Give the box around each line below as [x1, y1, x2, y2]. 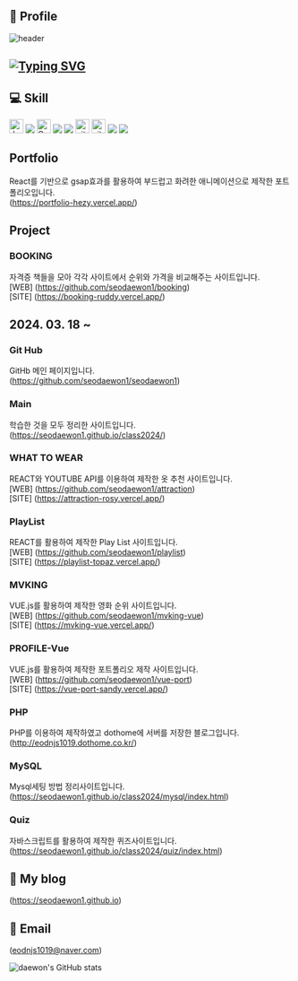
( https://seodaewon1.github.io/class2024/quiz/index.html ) [9, 845, 223, 856]
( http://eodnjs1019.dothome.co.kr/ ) [9, 737, 137, 748]
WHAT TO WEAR [9, 452, 83, 464]
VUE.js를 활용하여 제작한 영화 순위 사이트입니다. [9, 600, 177, 611]
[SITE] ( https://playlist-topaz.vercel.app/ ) [9, 557, 161, 568]
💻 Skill [9, 91, 49, 106]
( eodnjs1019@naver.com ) [9, 945, 103, 956]
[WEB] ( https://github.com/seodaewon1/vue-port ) [9, 673, 192, 684]
